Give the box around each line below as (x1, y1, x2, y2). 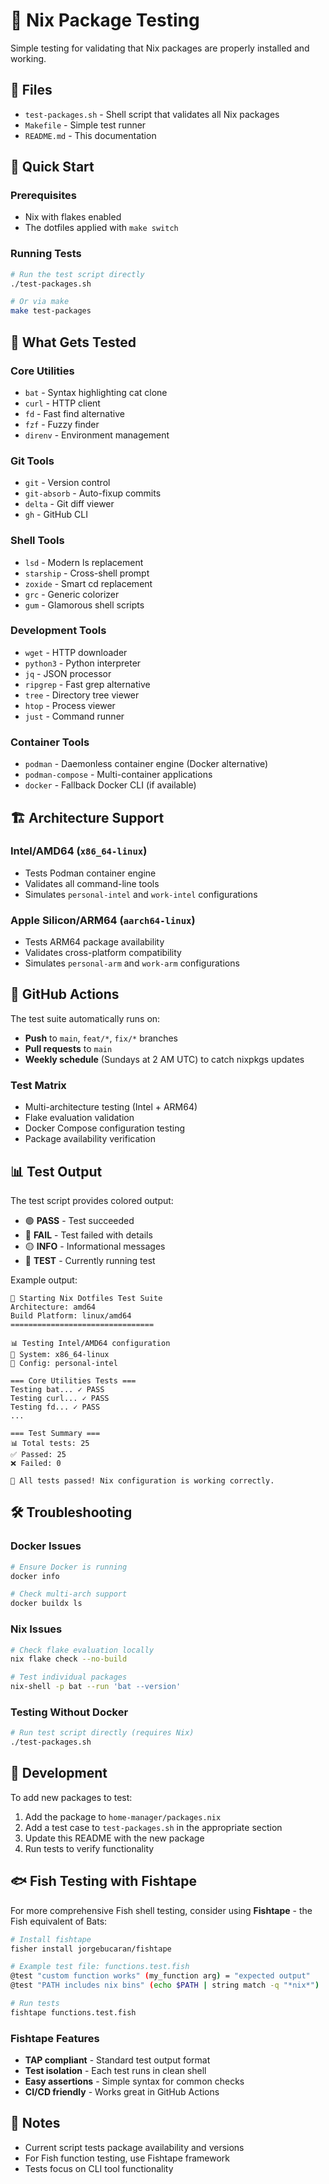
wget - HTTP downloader (24, 646, 128, 658)
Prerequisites (10, 189, 77, 203)
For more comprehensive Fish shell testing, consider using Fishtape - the (10, 1904, 313, 1916)
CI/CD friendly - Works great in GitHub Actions (24, 2086, 220, 2098)
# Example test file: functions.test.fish (10, 1962, 190, 1972)
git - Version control (24, 477, 111, 489)
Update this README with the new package (24, 1832, 205, 1844)
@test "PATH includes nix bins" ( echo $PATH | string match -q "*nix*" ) (10, 1980, 320, 1991)
